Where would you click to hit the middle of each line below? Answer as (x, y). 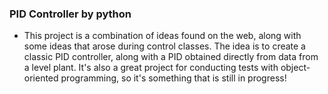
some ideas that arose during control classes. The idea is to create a (164, 46)
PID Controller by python (70, 14)
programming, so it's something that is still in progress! (173, 78)
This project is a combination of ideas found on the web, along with (162, 36)
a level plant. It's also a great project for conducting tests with (151, 68)
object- (295, 68)
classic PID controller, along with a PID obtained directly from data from (171, 57)
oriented (41, 78)
